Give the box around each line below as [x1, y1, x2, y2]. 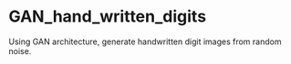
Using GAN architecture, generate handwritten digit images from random [8, 36, 282, 47]
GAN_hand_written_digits [8, 6, 207, 27]
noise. [8, 45, 32, 56]
